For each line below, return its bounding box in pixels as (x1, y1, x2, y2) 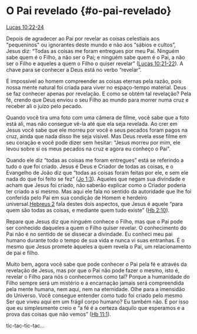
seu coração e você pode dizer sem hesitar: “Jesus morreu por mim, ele (6, 139, 181, 146)
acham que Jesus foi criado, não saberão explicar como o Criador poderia (6, 181, 186, 189)
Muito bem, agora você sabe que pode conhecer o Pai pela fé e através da (6, 260, 187, 268)
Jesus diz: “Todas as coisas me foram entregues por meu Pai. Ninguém (6, 47, 179, 54)
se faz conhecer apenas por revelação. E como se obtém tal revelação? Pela (6, 90, 192, 97)
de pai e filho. (6, 249, 39, 256)
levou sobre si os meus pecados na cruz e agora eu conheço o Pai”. (6, 145, 171, 152)
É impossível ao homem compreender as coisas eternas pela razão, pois (6, 78, 182, 85)
